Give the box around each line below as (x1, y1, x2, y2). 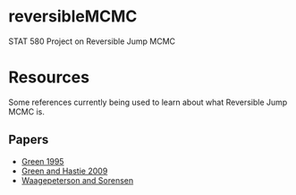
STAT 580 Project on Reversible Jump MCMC (8, 36, 176, 47)
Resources (8, 67, 90, 88)
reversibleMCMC (8, 6, 138, 27)
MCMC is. (8, 106, 46, 117)
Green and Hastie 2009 (21, 165, 108, 176)
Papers (8, 132, 49, 148)
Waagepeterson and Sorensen (21, 174, 134, 185)
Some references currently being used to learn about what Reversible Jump (8, 97, 288, 107)
